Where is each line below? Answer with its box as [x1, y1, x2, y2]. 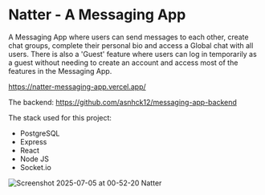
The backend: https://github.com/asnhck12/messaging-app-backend [8, 97, 237, 107]
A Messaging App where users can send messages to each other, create [8, 32, 249, 42]
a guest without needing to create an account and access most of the [8, 58, 238, 67]
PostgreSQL [19, 128, 60, 138]
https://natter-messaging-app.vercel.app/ [8, 82, 146, 91]
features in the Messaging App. [8, 66, 112, 75]
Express [19, 136, 47, 146]
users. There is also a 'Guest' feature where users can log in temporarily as [8, 49, 257, 59]
